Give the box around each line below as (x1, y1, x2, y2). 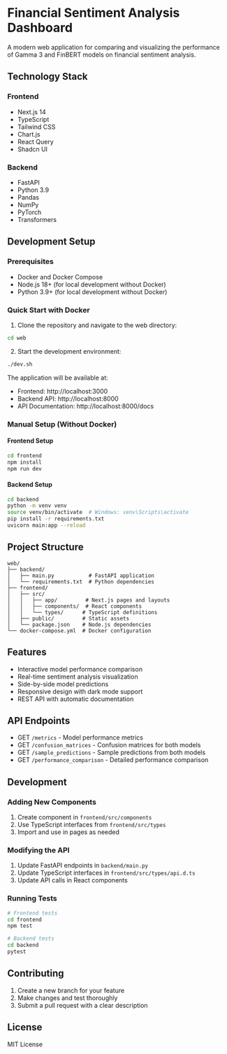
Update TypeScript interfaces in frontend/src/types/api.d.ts (17, 868, 196, 877)
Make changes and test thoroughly (17, 993, 118, 1002)
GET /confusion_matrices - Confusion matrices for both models (17, 741, 201, 749)
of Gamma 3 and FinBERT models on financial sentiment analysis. (7, 50, 196, 59)
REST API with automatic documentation (17, 695, 134, 703)
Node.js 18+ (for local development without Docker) (17, 280, 166, 289)
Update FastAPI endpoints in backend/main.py (17, 861, 149, 870)
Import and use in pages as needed (17, 828, 120, 836)
